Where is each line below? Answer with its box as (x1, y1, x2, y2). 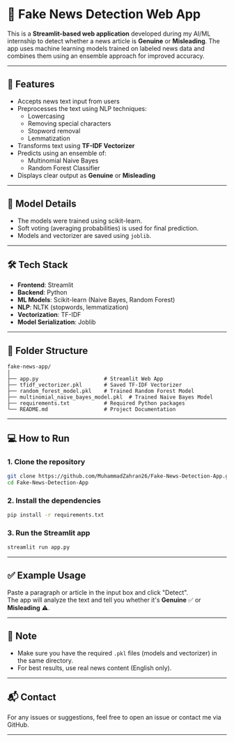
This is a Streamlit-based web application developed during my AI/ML (7, 29, 211, 38)
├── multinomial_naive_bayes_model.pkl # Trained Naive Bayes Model (7, 394, 214, 401)
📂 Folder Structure (7, 345, 88, 357)
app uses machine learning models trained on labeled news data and (7, 44, 205, 52)
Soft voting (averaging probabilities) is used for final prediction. (17, 223, 199, 232)
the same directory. (17, 656, 74, 665)
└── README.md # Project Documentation (7, 406, 176, 413)
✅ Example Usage (7, 570, 86, 581)
